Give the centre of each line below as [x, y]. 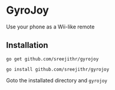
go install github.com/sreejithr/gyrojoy [58, 69]
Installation [27, 45]
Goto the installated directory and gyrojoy [57, 80]
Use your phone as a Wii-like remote [50, 27]
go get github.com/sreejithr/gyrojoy [52, 59]
